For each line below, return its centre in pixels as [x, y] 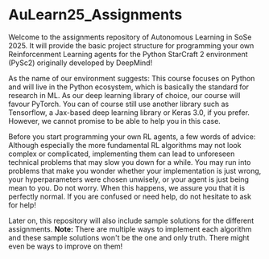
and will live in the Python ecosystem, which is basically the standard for [129, 87]
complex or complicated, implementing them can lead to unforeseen [122, 154]
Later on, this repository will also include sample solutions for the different [131, 220]
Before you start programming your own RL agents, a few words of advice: [132, 136]
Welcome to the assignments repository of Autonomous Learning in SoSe [130, 37]
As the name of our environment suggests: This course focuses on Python [132, 78]
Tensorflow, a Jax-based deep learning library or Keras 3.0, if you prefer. [129, 112]
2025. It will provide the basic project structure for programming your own [131, 45]
